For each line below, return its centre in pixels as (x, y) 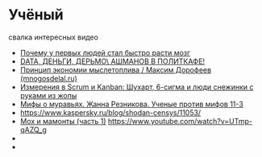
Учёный (36, 15)
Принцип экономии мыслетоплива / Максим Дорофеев (116, 69)
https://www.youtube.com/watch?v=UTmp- (180, 121)
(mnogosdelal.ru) (49, 78)
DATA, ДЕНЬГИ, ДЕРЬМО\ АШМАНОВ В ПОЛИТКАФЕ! (112, 61)
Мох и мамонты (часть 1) (63, 121)
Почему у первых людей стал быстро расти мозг (105, 52)
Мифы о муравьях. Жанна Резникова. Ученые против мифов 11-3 (131, 104)
